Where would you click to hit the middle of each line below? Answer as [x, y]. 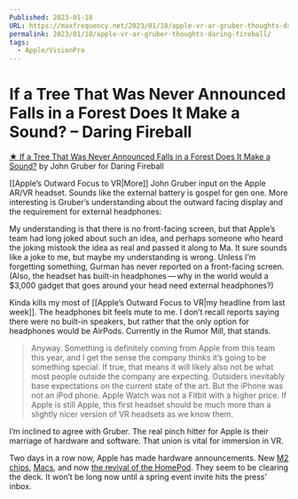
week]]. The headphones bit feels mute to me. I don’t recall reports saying [144, 313]
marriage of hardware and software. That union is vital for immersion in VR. [146, 441]
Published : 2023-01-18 [51, 17]
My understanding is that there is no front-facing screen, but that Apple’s [142, 229]
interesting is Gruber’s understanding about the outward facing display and [146, 202]
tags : [19, 42]
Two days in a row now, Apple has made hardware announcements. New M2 [149, 458]
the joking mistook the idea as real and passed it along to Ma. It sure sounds [149, 248]
